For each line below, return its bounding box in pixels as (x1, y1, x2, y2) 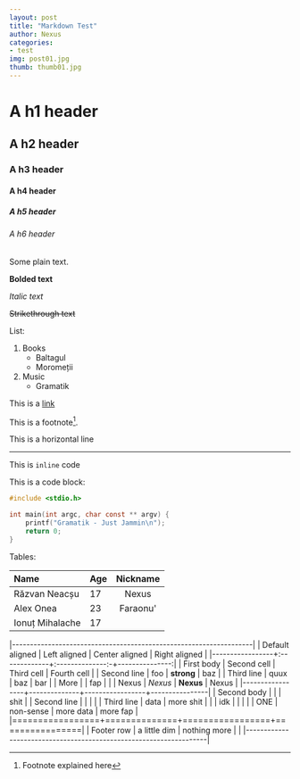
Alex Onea (13, 601, 58, 614)
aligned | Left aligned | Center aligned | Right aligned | (9, 649, 208, 659)
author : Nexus (9, 29, 62, 38)
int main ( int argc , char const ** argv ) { (9, 510, 170, 519)
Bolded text (9, 273, 54, 284)
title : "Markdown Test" (9, 21, 98, 30)
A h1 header (9, 102, 98, 121)
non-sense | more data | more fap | (9, 706, 138, 717)
